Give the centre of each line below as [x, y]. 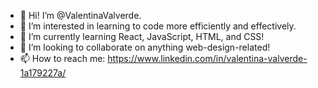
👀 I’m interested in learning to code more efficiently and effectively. [158, 26]
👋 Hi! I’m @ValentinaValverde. [80, 15]
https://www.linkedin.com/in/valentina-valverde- [207, 58]
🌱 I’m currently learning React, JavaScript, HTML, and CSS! [142, 36]
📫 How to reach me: [62, 58]
